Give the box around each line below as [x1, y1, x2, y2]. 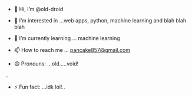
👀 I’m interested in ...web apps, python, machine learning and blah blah [14, 17, 187, 24]
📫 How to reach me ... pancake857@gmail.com [14, 47, 131, 53]
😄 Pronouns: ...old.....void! [14, 60, 79, 67]
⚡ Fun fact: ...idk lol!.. [14, 83, 65, 90]
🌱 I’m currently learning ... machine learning [14, 35, 120, 41]
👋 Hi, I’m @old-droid [14, 6, 64, 12]
